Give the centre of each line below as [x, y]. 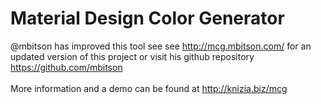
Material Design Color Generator [147, 18]
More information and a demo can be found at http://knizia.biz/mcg [149, 88]
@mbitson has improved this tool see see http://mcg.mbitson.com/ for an [161, 46]
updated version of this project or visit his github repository [132, 56]
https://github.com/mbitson [66, 67]
